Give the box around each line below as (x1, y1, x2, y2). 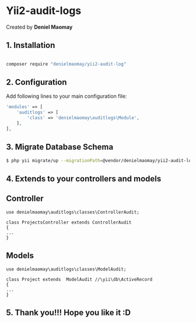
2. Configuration (6, 77, 67, 87)
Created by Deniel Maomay (6, 23, 73, 30)
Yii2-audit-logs (6, 4, 82, 18)
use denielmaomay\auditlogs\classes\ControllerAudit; (6, 209, 140, 215)
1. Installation (6, 40, 55, 50)
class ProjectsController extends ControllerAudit (6, 219, 132, 225)
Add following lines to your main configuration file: (6, 92, 127, 100)
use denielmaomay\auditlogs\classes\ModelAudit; (6, 266, 127, 272)
